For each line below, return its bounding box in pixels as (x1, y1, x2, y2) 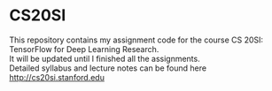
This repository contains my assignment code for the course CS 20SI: (9, 34, 264, 45)
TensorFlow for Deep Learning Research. (9, 43, 159, 54)
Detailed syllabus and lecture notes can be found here (9, 63, 206, 73)
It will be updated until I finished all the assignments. (9, 53, 201, 64)
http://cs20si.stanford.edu (9, 72, 105, 82)
